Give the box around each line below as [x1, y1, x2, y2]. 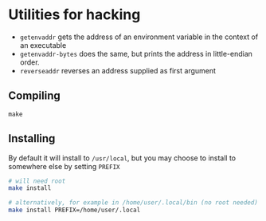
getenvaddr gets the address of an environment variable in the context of [19, 32, 259, 41]
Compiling [8, 89, 61, 103]
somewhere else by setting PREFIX [8, 161, 120, 171]
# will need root [8, 177, 66, 185]
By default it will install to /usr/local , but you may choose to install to [8, 153, 237, 163]
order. [19, 57, 40, 67]
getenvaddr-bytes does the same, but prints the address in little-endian [19, 49, 253, 58]
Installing [8, 132, 56, 145]
